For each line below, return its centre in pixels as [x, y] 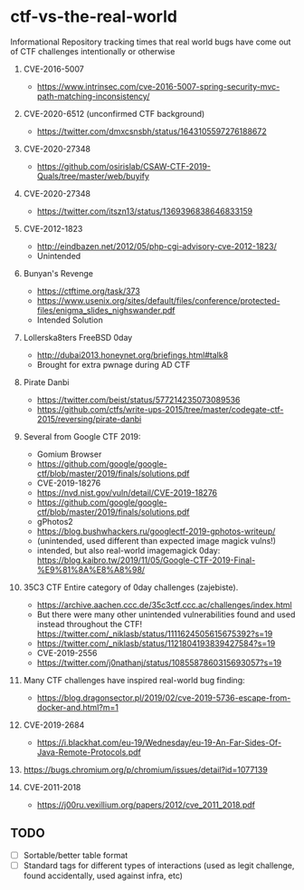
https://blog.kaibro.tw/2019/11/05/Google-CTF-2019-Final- [146, 560]
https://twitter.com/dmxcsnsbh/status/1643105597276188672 [152, 131]
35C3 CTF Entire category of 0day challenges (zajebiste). [131, 587]
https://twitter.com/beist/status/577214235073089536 [138, 400]
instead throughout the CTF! [90, 624]
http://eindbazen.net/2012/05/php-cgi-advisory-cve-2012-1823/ [157, 246]
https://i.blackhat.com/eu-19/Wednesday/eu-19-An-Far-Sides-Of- [159, 742]
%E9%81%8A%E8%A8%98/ [91, 569]
